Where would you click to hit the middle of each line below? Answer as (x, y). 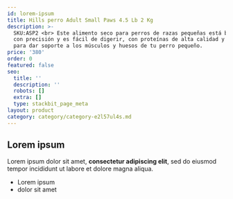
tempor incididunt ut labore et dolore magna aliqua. (80, 169)
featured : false (31, 65)
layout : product (31, 110)
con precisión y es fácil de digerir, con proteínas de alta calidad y (119, 40)
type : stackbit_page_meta (51, 104)
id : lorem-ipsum (31, 14)
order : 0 (20, 59)
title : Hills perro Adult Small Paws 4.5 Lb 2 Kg (80, 20)
